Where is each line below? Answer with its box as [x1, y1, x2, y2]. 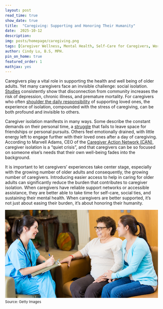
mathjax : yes [5, 64, 32, 69]
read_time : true [5, 13, 38, 18]
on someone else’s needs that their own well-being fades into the [5, 150, 136, 155]
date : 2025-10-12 [5, 28, 42, 34]
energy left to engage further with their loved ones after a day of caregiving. [5, 134, 157, 140]
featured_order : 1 [5, 59, 42, 64]
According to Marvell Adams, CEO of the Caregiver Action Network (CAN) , [5, 139, 154, 145]
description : [5, 34, 32, 38]
